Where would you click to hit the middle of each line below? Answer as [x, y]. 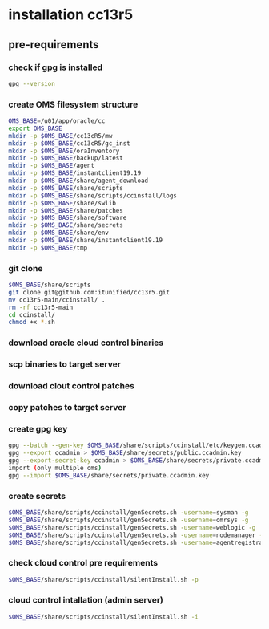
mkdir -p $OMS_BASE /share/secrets [66, 225]
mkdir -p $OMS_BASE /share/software [68, 218]
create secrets [37, 496]
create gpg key [38, 428]
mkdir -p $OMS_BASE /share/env [59, 233]
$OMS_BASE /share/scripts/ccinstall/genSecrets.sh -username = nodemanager [132, 535]
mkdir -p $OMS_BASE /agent [51, 166]
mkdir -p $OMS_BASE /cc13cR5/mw [60, 136]
